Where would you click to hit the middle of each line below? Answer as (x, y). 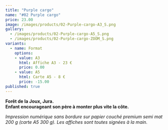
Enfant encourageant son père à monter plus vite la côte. (67, 106)
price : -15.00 (34, 82)
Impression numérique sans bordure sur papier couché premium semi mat (84, 117)
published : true (23, 86)
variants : (16, 44)
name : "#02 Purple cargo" (33, 15)
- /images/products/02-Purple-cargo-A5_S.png (60, 34)
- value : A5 (27, 72)
